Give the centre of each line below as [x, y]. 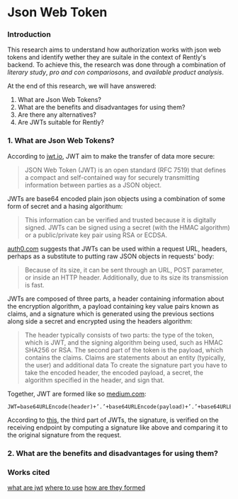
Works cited [29, 472]
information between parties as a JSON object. [93, 185]
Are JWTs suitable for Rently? [61, 122]
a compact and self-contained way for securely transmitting [112, 177]
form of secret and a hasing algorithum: [65, 206]
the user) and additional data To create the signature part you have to [126, 365]
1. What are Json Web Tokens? [61, 141]
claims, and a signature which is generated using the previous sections [111, 314]
